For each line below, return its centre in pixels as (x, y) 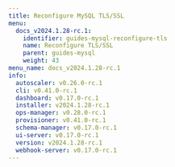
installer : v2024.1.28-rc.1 (63, 105)
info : (17, 75)
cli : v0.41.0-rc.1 (47, 90)
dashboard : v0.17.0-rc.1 (57, 98)
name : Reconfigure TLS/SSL (68, 46)
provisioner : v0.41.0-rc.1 (61, 120)
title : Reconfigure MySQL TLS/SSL (67, 16)
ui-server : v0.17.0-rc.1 (57, 135)
